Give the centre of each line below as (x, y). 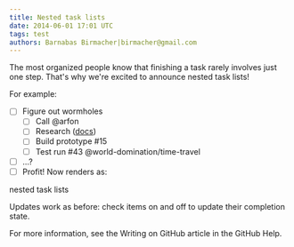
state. (20, 216)
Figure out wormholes (62, 111)
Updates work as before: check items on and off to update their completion (147, 206)
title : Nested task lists (57, 17)
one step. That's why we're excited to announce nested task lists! (129, 77)
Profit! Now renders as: (65, 171)
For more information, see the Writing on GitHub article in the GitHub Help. (146, 233)
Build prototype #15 (71, 141)
